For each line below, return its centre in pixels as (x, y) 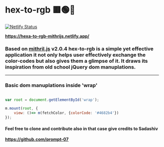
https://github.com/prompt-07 (37, 139)
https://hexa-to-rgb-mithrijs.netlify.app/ (47, 36)
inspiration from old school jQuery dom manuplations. (70, 67)
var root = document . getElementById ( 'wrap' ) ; (52, 100)
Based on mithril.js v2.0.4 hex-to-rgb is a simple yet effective (79, 49)
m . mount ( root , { (21, 109)
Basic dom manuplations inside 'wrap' (51, 85)
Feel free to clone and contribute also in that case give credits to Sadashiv (82, 129)
